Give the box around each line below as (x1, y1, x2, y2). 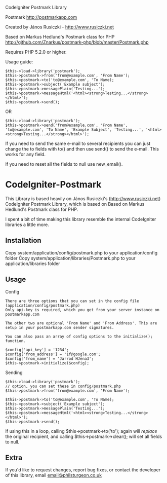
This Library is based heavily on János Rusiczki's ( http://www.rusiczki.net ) (5, 195, 161, 202)
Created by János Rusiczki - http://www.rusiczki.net (5, 24, 114, 30)
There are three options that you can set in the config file (5, 299, 139, 304)
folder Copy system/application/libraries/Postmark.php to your (5, 255, 136, 261)
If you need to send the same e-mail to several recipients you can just (5, 140, 151, 146)
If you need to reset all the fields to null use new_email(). (5, 161, 123, 167)
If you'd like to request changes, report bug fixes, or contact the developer (5, 467, 161, 473)
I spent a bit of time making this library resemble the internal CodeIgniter (5, 216, 156, 222)
